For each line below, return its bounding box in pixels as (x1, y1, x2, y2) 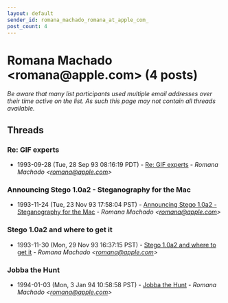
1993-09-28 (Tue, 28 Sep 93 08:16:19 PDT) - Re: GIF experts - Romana (16, 161, 218, 168)
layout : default (7, 10, 54, 17)
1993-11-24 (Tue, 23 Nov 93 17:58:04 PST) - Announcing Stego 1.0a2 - (16, 201, 218, 209)
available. (7, 104, 36, 113)
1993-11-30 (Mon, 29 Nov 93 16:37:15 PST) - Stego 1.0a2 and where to (16, 240, 216, 249)
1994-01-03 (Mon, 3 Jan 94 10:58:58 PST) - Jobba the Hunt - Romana (16, 280, 217, 289)
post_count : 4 (7, 23, 48, 30)
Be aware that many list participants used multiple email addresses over (7, 90, 213, 98)
